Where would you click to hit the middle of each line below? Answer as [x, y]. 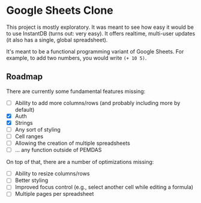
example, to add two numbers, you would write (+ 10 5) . [76, 58]
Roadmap [25, 77]
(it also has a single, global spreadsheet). [57, 40]
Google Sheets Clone [60, 11]
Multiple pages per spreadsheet [54, 194]
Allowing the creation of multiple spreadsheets [72, 143]
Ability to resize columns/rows [52, 174]
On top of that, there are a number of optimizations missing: [80, 162]
